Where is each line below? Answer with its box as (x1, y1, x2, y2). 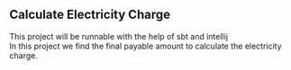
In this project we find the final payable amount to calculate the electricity (9, 40, 282, 51)
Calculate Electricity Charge (9, 7, 171, 22)
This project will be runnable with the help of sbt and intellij (9, 31, 228, 41)
